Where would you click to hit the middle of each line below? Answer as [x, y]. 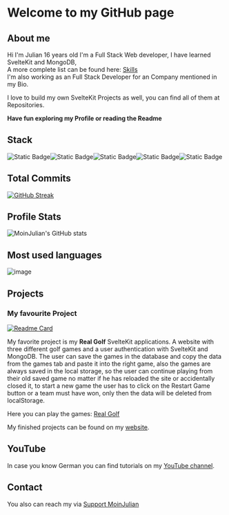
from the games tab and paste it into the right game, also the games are [109, 364]
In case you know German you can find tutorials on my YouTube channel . [111, 465]
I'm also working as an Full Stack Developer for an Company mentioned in [112, 77]
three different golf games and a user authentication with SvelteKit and [108, 349]
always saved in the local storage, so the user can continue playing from [110, 371]
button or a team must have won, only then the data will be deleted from [110, 393]
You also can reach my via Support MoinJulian [73, 504]
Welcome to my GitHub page [91, 13]
